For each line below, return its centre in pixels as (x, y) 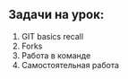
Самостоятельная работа (70, 65)
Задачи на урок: (56, 15)
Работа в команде (56, 55)
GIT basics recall (52, 36)
